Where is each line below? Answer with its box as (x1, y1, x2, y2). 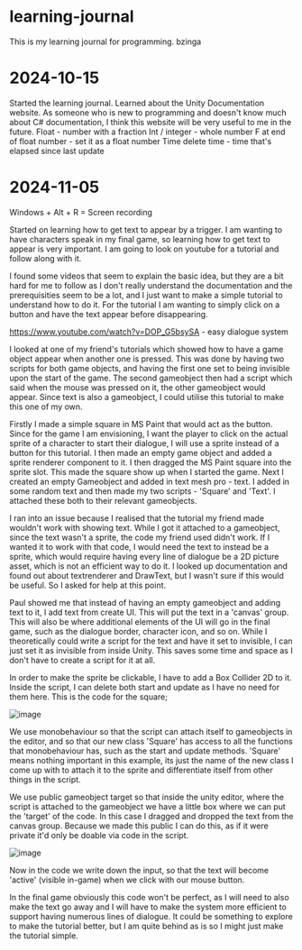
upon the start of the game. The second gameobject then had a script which (9, 372, 293, 383)
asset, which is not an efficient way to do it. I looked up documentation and (9, 561, 288, 571)
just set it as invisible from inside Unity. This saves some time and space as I (9, 644, 293, 655)
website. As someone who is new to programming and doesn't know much (9, 106, 287, 118)
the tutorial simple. (9, 930, 78, 941)
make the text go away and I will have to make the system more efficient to (9, 901, 287, 912)
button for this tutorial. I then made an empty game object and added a (9, 447, 272, 458)
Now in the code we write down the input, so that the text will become (9, 864, 269, 875)
